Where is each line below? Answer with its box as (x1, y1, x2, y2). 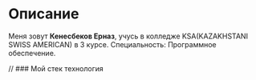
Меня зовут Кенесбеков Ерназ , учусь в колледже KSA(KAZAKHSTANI (8, 31, 249, 41)
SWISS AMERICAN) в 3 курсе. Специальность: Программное (8, 39, 217, 49)
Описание (8, 5, 79, 23)
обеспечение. (8, 48, 56, 58)
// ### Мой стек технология (8, 63, 104, 73)
